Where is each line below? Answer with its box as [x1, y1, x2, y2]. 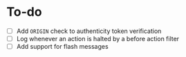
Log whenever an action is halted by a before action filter [16, 35, 180, 43]
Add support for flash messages [16, 43, 109, 51]
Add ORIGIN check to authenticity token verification [16, 27, 162, 35]
